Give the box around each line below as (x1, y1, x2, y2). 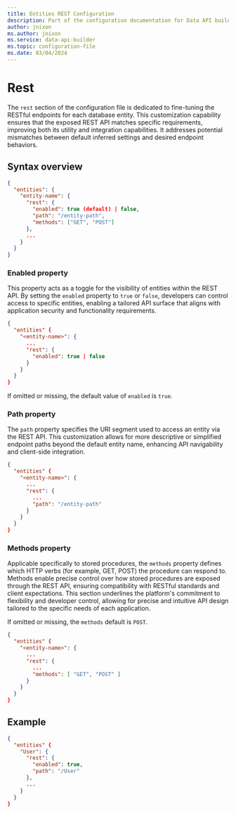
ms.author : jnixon (7, 30, 61, 37)
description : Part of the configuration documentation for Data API (7, 17, 212, 24)
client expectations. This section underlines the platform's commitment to (7, 589, 221, 598)
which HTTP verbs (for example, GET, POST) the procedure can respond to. (7, 567, 227, 575)
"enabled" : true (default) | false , (32, 205, 140, 213)
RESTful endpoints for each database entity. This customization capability (7, 110, 221, 119)
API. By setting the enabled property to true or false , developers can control (7, 291, 228, 300)
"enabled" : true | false (32, 352, 105, 360)
